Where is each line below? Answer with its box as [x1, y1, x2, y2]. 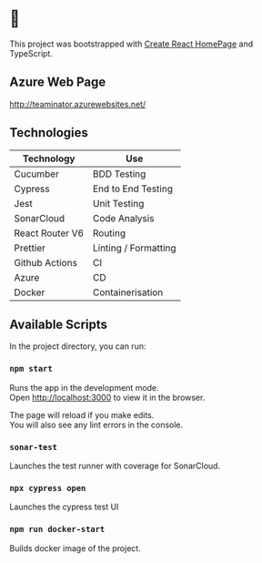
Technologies [9, 125, 89, 140]
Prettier [14, 241, 45, 254]
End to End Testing [92, 182, 173, 195]
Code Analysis [92, 211, 155, 224]
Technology [22, 152, 76, 165]
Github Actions [14, 256, 77, 269]
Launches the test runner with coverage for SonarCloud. [9, 460, 221, 471]
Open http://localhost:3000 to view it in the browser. [9, 392, 206, 403]
